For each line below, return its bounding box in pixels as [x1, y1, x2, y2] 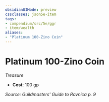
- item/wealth [5, 26, 35, 31]
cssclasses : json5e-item [5, 12, 56, 17]
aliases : [5, 30, 23, 35]
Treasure [5, 72, 24, 78]
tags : [5, 16, 16, 21]
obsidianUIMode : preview [5, 7, 56, 12]
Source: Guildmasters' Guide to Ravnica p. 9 [5, 91, 96, 97]
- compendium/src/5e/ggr [5, 21, 56, 26]
